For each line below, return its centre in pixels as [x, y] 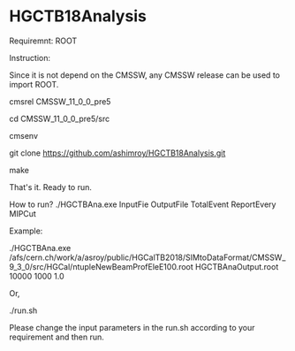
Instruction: [30, 57]
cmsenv [23, 135]
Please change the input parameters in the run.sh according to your [132, 327]
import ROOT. [34, 84]
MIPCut [23, 213]
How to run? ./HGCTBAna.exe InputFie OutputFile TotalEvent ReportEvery [143, 204]
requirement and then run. [57, 337]
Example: [26, 231]
